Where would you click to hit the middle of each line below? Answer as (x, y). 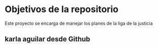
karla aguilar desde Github (48, 39)
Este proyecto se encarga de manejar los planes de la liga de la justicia (79, 23)
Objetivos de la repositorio (62, 9)
